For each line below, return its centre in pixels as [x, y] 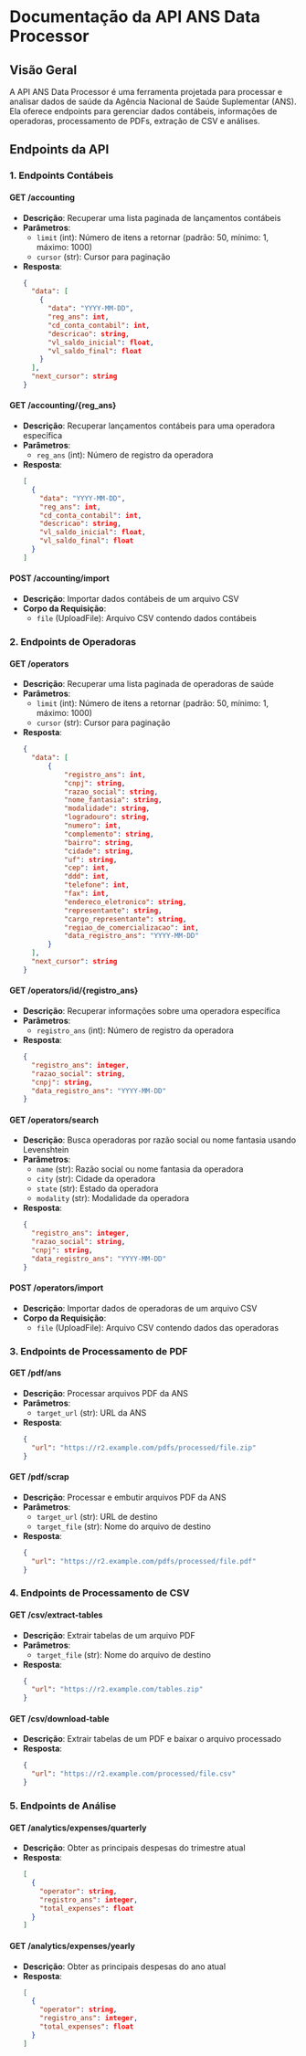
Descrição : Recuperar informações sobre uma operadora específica [151, 1011]
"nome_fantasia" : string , [113, 800]
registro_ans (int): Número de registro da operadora [135, 1030]
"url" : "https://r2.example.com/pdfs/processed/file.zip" [144, 1448]
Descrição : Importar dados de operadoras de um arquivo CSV [140, 1308]
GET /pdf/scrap [40, 1477]
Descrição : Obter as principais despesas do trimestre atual [134, 1848]
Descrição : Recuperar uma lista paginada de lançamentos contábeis [152, 217]
